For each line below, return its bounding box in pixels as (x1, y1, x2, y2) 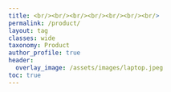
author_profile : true (8, 49, 81, 57)
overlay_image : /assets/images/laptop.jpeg (15, 64, 163, 72)
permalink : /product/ (8, 19, 81, 27)
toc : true (8, 71, 42, 79)
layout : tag (8, 26, 48, 34)
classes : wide (8, 34, 56, 42)
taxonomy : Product (8, 42, 70, 50)
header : (8, 57, 35, 65)
